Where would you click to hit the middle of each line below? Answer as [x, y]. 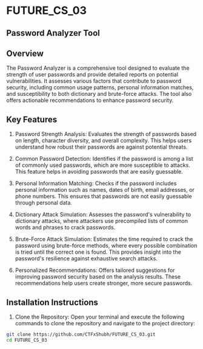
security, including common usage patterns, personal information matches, [100, 87]
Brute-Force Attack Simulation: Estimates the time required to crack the [104, 239]
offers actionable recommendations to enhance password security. [90, 100]
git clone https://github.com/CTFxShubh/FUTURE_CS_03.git [81, 334]
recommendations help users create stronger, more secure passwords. [104, 283]
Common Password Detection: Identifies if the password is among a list [104, 159]
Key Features [32, 119]
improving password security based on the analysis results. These [98, 277]
